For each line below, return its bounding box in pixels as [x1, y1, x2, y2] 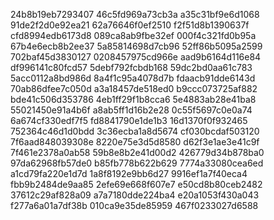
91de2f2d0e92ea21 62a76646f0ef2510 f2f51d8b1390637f [10, 19, 250, 31]
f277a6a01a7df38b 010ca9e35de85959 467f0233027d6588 [10, 200, 259, 211]
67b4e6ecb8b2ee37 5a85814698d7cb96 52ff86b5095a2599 [10, 40, 263, 52]
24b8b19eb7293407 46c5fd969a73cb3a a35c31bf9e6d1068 [10, 9, 260, 20]
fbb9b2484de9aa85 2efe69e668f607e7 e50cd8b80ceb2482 [10, 179, 263, 190]
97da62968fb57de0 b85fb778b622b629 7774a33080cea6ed [10, 157, 264, 169]
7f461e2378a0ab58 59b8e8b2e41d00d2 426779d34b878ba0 [10, 147, 265, 158]
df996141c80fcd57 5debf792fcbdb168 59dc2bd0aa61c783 [10, 62, 253, 73]
